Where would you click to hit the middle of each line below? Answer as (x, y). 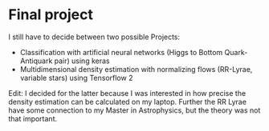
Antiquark (36, 61)
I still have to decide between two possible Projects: (94, 37)
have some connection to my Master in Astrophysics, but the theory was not (134, 110)
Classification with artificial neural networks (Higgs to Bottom (121, 52)
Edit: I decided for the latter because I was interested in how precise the (127, 93)
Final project (51, 15)
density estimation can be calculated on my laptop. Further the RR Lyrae (128, 101)
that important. (33, 118)
